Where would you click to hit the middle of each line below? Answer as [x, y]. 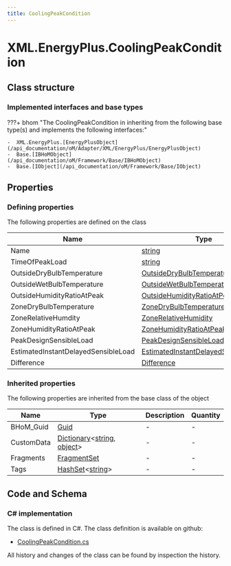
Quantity [206, 416]
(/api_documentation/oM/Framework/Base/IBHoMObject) [84, 160]
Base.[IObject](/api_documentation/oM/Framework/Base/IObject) [109, 166]
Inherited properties [41, 383]
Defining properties [41, 207]
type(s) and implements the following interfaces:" [77, 130]
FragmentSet [78, 458]
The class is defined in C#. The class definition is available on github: [105, 529]
